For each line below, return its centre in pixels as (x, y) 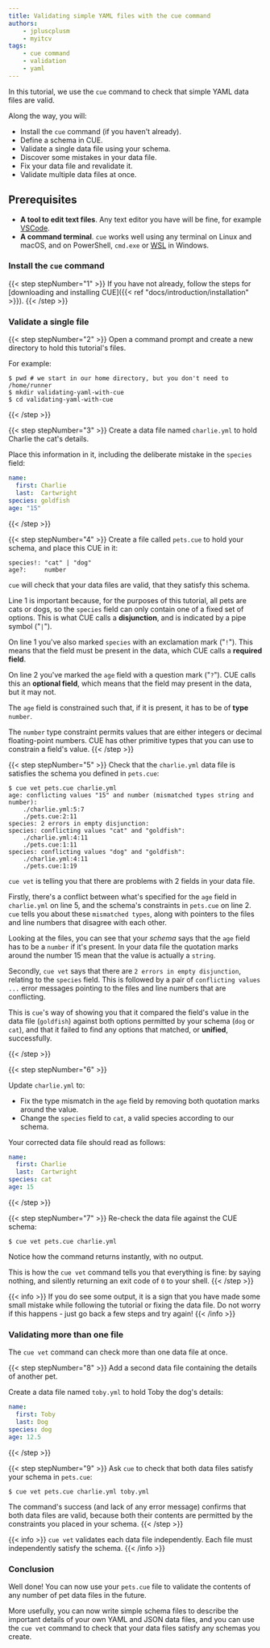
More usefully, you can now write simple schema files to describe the (124, 1611)
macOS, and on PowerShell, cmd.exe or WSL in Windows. (114, 245)
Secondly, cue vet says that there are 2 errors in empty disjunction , (125, 970)
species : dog (30, 1429)
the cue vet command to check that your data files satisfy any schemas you (134, 1628)
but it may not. (32, 691)
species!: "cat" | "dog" (50, 563)
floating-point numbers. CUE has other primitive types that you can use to (131, 740)
